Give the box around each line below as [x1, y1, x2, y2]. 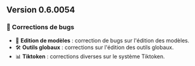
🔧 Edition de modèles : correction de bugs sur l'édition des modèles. [15, 36, 189, 44]
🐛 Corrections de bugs [6, 23, 75, 31]
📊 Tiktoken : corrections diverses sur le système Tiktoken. [15, 53, 166, 60]
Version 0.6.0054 [6, 5, 75, 15]
